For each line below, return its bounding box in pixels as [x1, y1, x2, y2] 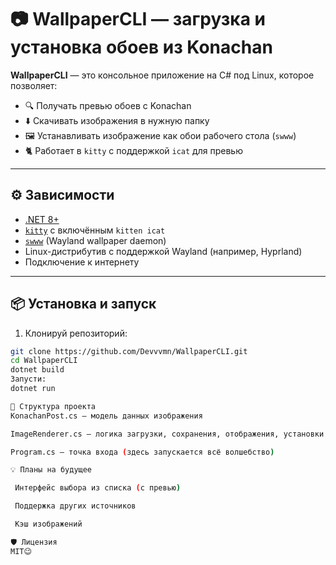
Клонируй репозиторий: [24, 327, 128, 339]
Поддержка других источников [14, 501, 137, 511]
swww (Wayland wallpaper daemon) [24, 234, 167, 246]
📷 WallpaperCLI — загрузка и [10, 8, 266, 31]
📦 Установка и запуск [10, 296, 157, 313]
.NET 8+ [24, 213, 60, 225]
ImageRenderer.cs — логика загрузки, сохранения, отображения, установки [10, 429, 325, 439]
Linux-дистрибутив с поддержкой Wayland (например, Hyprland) [24, 245, 303, 257]
